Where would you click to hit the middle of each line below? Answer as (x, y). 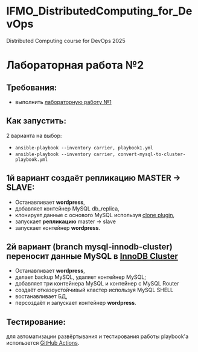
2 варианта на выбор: (34, 135)
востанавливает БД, (41, 296)
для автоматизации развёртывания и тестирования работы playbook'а (97, 336)
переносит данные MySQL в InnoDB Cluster (92, 256)
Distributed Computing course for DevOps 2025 (66, 41)
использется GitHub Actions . (43, 343)
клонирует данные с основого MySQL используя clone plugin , (95, 215)
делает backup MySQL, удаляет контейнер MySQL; (81, 277)
